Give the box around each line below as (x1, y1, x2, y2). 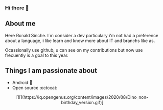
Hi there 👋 (5, 4, 29, 11)
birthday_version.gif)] (61, 99, 104, 105)
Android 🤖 (12, 79, 33, 85)
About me (5, 20, 36, 28)
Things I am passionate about (5, 66, 97, 75)
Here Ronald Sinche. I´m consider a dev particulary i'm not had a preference (5, 32, 159, 38)
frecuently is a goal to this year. (5, 52, 69, 58)
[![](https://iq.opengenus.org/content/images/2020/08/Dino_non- (16, 94, 148, 100)
